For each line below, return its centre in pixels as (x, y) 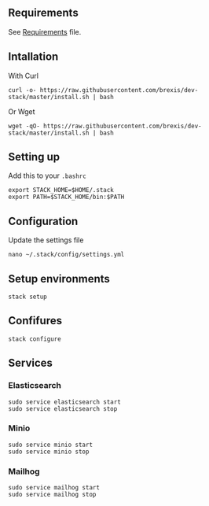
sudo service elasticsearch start (65, 402)
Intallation (33, 57)
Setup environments (59, 279)
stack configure (35, 339)
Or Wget (22, 111)
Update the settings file (46, 240)
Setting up (34, 157)
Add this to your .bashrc (47, 175)
